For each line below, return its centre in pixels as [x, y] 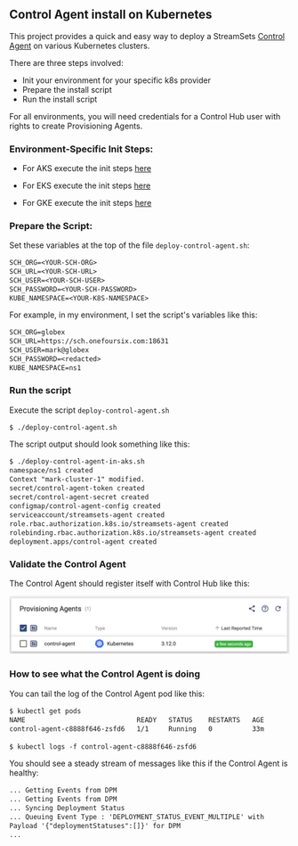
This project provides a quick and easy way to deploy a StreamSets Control [147, 36]
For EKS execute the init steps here [86, 185]
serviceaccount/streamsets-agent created [87, 515]
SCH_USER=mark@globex [49, 350]
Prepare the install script [67, 89]
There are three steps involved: [66, 62]
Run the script [40, 390]
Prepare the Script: [51, 226]
